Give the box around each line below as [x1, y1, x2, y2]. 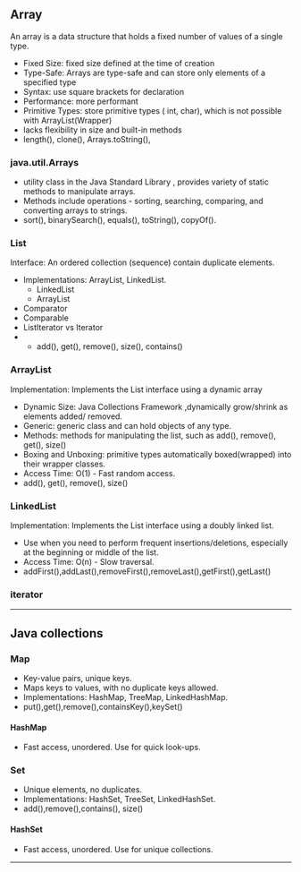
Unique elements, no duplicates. [22, 784, 142, 795]
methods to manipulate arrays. [22, 186, 137, 197]
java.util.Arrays [10, 156, 79, 168]
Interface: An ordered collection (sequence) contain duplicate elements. [10, 257, 275, 268]
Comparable [22, 312, 70, 323]
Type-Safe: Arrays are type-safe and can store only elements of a [22, 67, 266, 78]
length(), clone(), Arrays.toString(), [22, 133, 151, 144]
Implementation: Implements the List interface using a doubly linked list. [10, 520, 275, 531]
